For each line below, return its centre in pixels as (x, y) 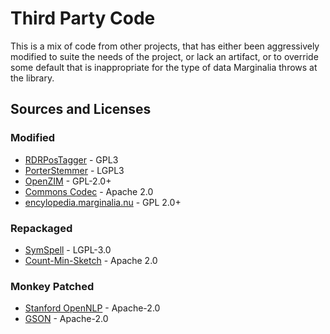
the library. (32, 78)
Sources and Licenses (81, 109)
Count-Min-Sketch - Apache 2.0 (91, 260)
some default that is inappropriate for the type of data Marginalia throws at (164, 67)
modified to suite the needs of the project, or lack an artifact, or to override (164, 56)
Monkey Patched (52, 286)
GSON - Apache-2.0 (66, 319)
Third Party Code (83, 18)
